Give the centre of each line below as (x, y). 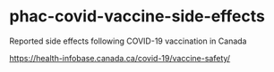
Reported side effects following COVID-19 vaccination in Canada (128, 41)
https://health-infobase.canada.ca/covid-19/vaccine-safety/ (120, 58)
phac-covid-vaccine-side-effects (137, 16)
